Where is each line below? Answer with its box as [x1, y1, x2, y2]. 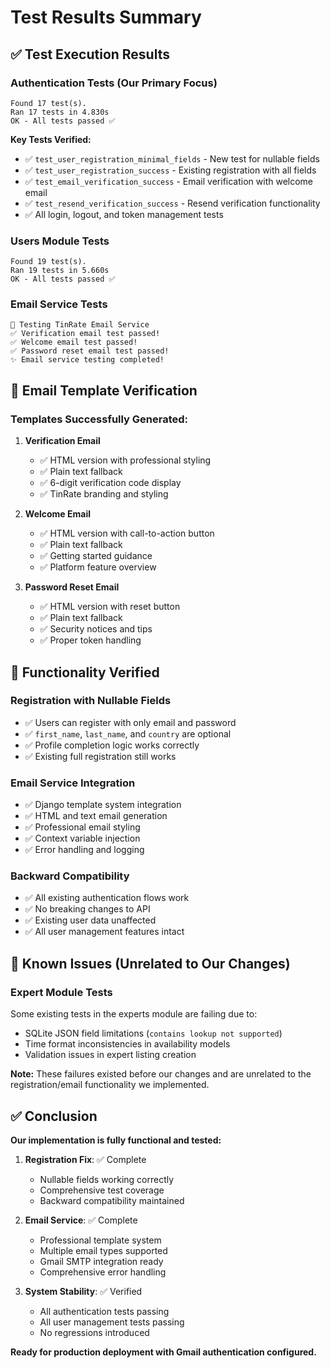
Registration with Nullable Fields [10, 694, 172, 708]
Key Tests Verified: [10, 133, 92, 145]
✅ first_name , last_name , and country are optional [24, 727, 232, 740]
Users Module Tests [10, 234, 110, 248]
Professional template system [39, 1234, 162, 1246]
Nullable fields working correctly [39, 1173, 175, 1185]
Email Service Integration [10, 776, 136, 790]
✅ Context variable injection [24, 832, 141, 845]
